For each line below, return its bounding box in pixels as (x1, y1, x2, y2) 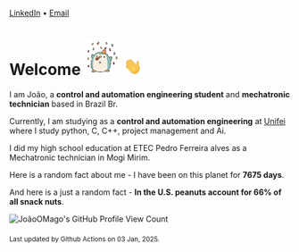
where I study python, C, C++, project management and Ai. (9, 125, 227, 136)
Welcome (9, 60, 81, 80)
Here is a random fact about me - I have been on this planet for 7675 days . (9, 169, 285, 180)
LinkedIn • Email (9, 8, 70, 18)
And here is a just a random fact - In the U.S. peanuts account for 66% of (9, 187, 282, 197)
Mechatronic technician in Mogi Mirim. (9, 152, 151, 163)
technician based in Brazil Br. (9, 98, 119, 109)
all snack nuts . (9, 196, 64, 206)
